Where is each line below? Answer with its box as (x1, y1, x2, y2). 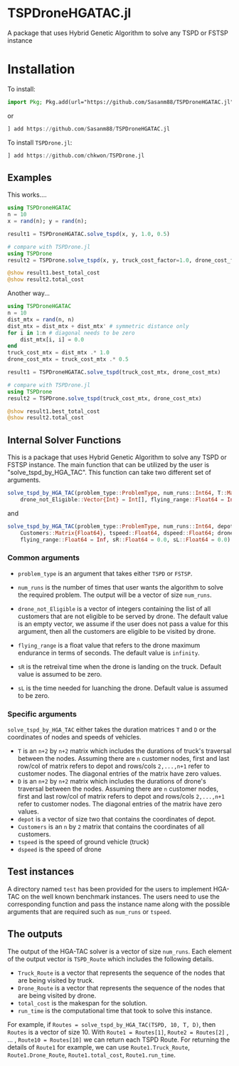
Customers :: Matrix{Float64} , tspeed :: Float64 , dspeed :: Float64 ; (20, 529, 215, 536)
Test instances (7, 866, 75, 878)
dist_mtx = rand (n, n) (7, 316, 75, 323)
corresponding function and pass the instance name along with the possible (7, 900, 230, 908)
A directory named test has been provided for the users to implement (7, 884, 212, 893)
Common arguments (7, 553, 80, 563)
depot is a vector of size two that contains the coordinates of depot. (17, 815, 216, 824)
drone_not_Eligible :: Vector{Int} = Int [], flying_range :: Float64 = (20, 496, 224, 503)
